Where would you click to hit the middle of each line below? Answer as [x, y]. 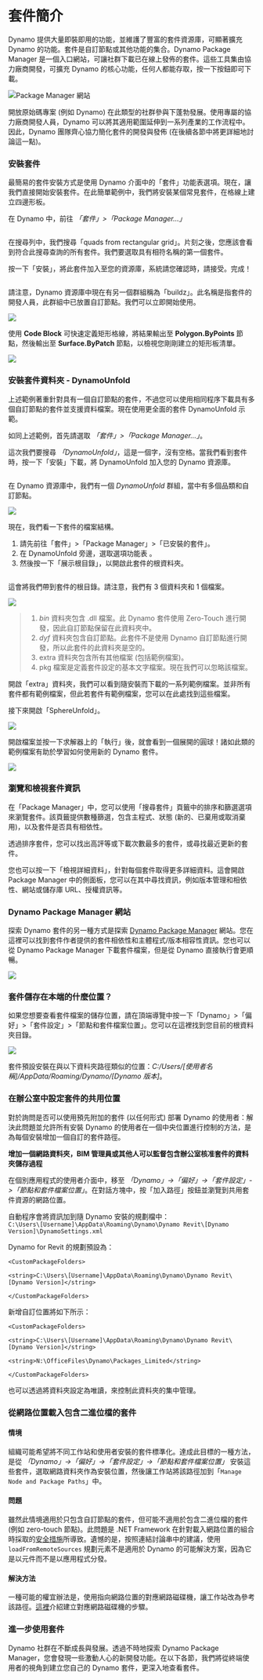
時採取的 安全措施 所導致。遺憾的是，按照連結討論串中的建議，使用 [114, 1539]
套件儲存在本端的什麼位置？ [60, 997]
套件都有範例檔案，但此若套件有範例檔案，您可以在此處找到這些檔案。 [121, 694]
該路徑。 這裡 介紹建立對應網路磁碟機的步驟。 [80, 1607]
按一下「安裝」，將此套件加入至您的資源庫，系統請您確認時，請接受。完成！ [130, 269]
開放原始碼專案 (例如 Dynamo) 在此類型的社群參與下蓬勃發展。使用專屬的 [126, 112]
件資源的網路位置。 [39, 1199]
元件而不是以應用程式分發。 [66, 1559]
